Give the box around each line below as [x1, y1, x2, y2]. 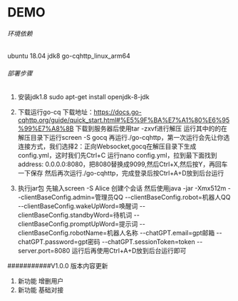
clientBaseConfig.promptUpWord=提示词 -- [17, 219, 146, 228]
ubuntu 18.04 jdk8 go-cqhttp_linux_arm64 [7, 51, 130, 61]
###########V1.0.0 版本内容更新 [7, 261, 108, 270]
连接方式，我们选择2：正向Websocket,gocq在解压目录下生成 [17, 142, 197, 150]
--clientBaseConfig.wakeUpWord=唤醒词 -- [17, 201, 146, 210]
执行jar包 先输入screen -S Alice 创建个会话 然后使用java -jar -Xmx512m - [17, 183, 232, 193]
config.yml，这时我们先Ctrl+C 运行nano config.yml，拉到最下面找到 [17, 150, 217, 159]
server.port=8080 [17, 246, 71, 255]
